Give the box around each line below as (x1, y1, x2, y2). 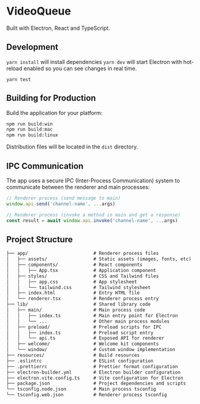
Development (6, 42, 59, 52)
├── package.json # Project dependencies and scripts (6, 380, 187, 387)
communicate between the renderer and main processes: (6, 184, 150, 190)
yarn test (6, 76, 32, 83)
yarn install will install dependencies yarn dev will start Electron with (6, 58, 182, 65)
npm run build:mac (6, 127, 53, 133)
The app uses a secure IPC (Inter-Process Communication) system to (6, 177, 181, 184)
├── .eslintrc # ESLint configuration (6, 358, 154, 364)
